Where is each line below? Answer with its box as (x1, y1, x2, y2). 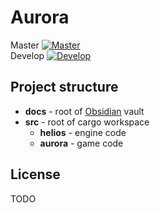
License (10, 166, 61, 183)
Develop (10, 49, 45, 61)
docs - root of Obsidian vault (24, 105, 145, 117)
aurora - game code (39, 137, 124, 149)
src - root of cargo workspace (24, 116, 150, 128)
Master (10, 39, 40, 51)
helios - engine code (39, 126, 127, 138)
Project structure (10, 79, 119, 96)
